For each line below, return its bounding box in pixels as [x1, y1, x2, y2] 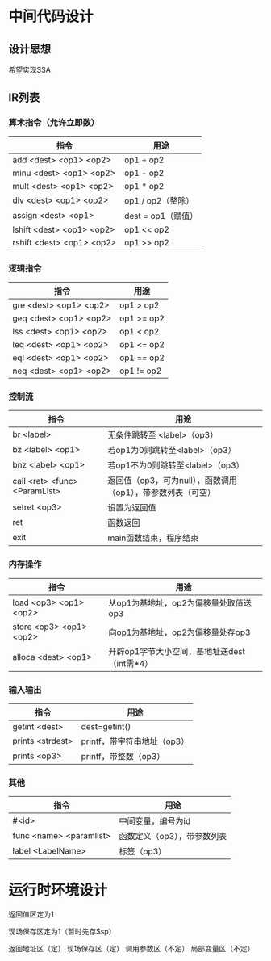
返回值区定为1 [8, 909, 54, 919]
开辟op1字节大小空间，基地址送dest [108, 645, 246, 657]
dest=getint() [81, 720, 131, 732]
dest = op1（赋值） [123, 210, 198, 221]
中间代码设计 [8, 7, 94, 26]
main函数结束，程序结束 [107, 532, 199, 543]
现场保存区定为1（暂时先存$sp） [8, 926, 116, 937]
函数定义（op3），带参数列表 [119, 831, 227, 842]
